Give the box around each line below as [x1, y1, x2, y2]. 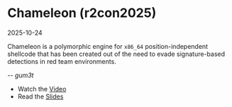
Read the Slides [17, 92, 64, 101]
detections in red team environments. [7, 57, 117, 65]
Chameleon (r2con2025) [7, 5, 157, 21]
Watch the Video [17, 84, 67, 93]
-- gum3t [7, 71, 34, 79]
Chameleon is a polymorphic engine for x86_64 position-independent [7, 42, 208, 50]
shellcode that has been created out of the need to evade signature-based [7, 50, 226, 58]
